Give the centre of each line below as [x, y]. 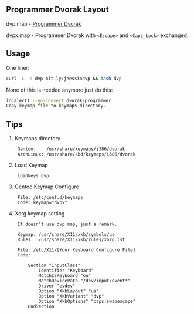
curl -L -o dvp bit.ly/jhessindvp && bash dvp [64, 79]
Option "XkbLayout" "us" [69, 291]
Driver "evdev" [57, 286]
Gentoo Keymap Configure [47, 187]
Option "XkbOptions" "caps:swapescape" [87, 302]
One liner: [18, 67]
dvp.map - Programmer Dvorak [44, 23]
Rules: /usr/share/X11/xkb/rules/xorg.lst [71, 240]
